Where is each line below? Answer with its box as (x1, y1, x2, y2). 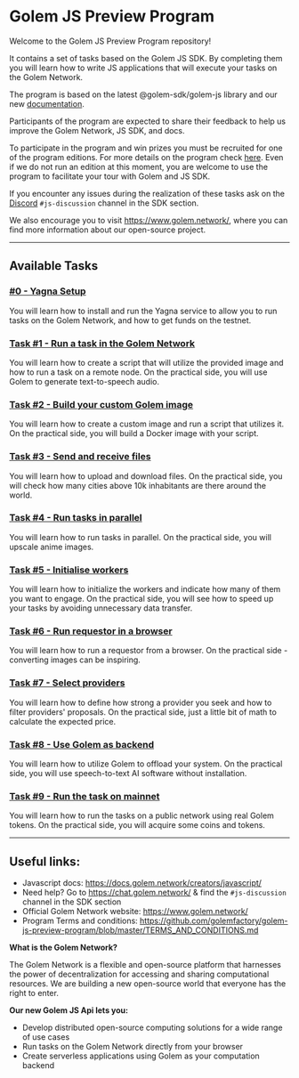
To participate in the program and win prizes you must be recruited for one (9, 142, 283, 153)
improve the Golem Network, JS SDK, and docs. (9, 125, 185, 135)
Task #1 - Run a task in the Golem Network (9, 336, 196, 349)
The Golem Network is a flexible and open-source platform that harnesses (9, 960, 282, 970)
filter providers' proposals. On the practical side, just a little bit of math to (9, 706, 278, 717)
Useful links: (9, 854, 81, 869)
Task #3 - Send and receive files (9, 450, 151, 463)
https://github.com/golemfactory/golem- (139, 915, 288, 927)
